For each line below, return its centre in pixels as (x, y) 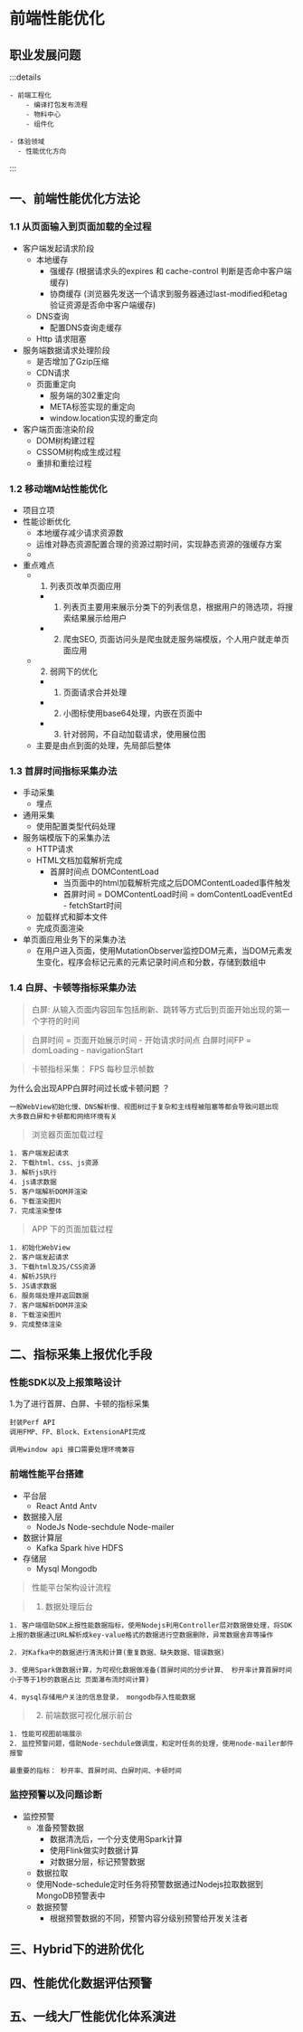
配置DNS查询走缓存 (86, 328)
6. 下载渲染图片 (36, 1201)
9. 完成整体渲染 (36, 1325)
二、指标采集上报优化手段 (80, 1354)
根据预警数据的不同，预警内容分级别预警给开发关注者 (149, 1918)
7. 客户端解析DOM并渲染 (49, 1305)
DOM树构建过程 (66, 441)
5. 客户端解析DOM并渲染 (49, 1192)
